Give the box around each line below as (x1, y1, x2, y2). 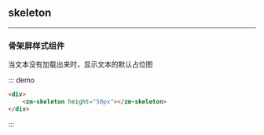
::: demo (8, 75, 35, 85)
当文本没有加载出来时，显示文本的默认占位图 (8, 60, 153, 69)
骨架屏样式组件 (8, 40, 65, 51)
